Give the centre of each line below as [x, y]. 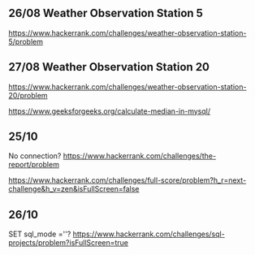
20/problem [28, 95]
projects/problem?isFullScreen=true [68, 243]
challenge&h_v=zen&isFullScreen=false [74, 189]
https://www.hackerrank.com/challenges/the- [140, 156]
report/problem [34, 165]
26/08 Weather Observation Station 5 [106, 13]
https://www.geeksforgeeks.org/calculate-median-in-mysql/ [110, 111]
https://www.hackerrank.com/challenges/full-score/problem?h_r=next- [127, 180]
